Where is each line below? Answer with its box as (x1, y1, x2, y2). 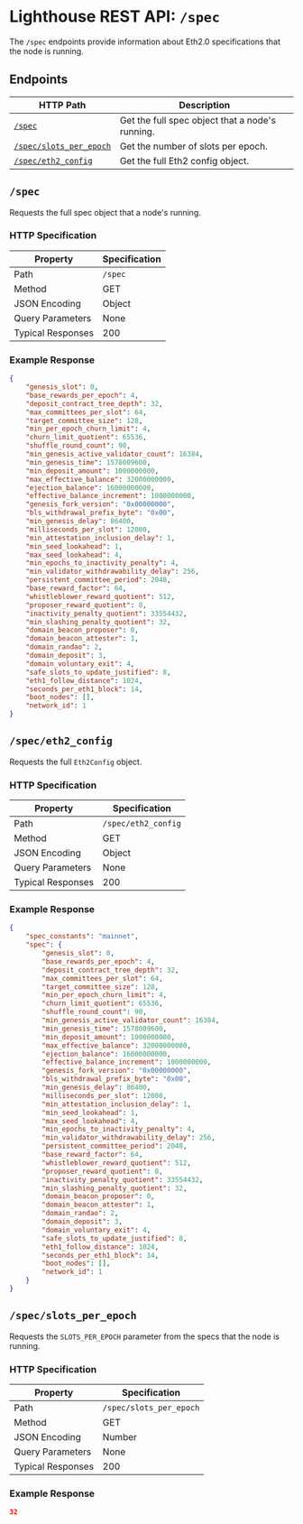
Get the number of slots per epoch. (119, 140, 268, 152)
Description (179, 98, 231, 111)
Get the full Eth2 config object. (119, 154, 250, 167)
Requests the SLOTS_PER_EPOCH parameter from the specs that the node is (9, 1331, 280, 1342)
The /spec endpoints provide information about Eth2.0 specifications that (9, 36, 281, 47)
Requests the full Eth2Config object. (9, 756, 142, 767)
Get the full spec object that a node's (119, 114, 277, 126)
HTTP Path (39, 98, 87, 111)
